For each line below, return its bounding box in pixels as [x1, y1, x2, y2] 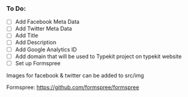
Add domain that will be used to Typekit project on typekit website [15, 52, 182, 60]
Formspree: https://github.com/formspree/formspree [6, 84, 139, 91]
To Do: [6, 4, 26, 13]
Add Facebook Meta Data [15, 18, 80, 26]
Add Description [15, 38, 57, 46]
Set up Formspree [15, 59, 61, 66]
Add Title [15, 32, 38, 39]
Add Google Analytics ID [15, 46, 78, 53]
